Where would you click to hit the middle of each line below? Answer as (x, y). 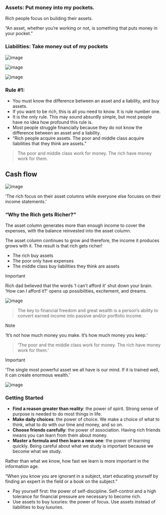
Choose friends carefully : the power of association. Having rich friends (86, 430)
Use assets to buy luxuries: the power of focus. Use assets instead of (84, 502)
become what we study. (37, 451)
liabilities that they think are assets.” (49, 143)
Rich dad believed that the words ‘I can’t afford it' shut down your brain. (79, 286)
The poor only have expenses (43, 261)
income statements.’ (26, 201)
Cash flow (21, 174)
